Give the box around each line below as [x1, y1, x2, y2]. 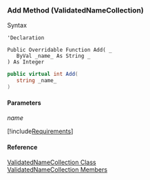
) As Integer [7, 59, 45, 66]
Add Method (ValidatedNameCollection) [7, 6, 144, 15]
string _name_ [16, 77, 57, 84]
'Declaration [7, 34, 45, 41]
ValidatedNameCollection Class [7, 158, 96, 167]
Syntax [7, 21, 28, 30]
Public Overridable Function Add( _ [7, 47, 112, 54]
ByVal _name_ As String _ [16, 52, 91, 60]
